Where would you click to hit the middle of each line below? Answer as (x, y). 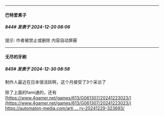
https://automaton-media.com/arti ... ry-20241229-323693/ (65, 108)
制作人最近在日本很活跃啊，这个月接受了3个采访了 (56, 82)
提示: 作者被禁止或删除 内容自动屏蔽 (41, 40)
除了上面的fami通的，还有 (31, 93)
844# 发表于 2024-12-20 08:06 (38, 27)
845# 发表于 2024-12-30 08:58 (38, 69)
